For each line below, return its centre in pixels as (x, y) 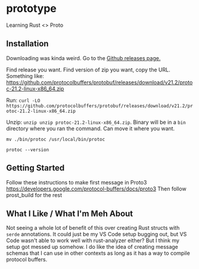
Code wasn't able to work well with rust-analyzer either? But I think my (93, 240)
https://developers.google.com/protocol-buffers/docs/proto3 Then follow (96, 189)
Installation (27, 44)
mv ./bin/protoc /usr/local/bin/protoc (56, 139)
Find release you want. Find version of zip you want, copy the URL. (88, 70)
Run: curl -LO (23, 100)
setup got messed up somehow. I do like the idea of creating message (92, 247)
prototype (31, 9)
